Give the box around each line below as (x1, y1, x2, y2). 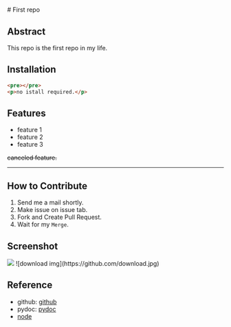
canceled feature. (7, 154, 57, 162)
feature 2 (16, 133, 43, 141)
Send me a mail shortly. (16, 198, 84, 207)
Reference (7, 279, 53, 291)
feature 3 (16, 140, 43, 149)
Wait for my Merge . (16, 220, 69, 229)
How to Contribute (7, 180, 88, 191)
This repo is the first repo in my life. (7, 44, 108, 52)
